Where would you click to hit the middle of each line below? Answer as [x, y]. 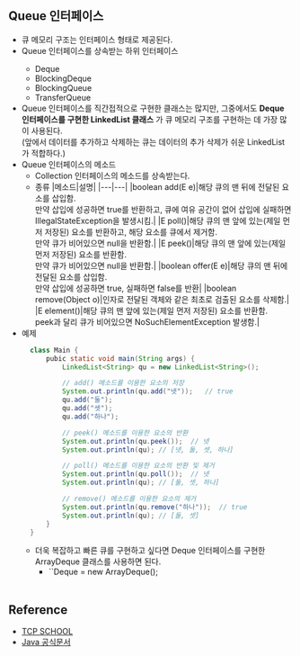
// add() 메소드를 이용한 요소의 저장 [123, 383]
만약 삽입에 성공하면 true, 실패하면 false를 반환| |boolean [136, 288]
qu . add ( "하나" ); [90, 417]
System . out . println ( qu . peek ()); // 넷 [135, 441]
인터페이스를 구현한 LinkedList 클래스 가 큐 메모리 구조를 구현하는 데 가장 [150, 119]
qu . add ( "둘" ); [87, 400]
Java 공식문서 [46, 643]
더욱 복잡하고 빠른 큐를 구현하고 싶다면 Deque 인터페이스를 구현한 [150, 551]
